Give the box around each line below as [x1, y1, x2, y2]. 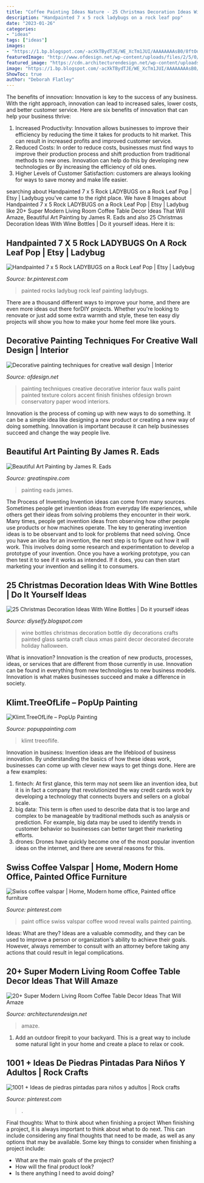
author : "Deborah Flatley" [6, 77, 75, 83]
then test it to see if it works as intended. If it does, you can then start [6, 556, 180, 563]
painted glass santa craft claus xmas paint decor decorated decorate [21, 636, 194, 643]
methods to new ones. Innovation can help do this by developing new [15, 157, 189, 164]
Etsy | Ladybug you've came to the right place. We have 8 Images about [6, 194, 186, 202]
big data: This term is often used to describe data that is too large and [15, 806, 190, 813]
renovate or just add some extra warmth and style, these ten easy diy [6, 311, 180, 319]
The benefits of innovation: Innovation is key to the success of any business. [6, 94, 198, 101]
